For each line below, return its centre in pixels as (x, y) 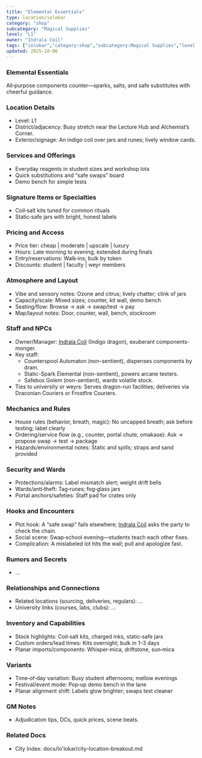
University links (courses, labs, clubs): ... (65, 608)
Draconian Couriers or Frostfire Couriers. (66, 393)
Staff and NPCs (29, 329)
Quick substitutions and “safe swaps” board (70, 175)
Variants (19, 665)
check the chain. (36, 531)
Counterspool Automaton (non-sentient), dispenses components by (108, 361)
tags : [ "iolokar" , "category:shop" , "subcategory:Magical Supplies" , (93, 46)
